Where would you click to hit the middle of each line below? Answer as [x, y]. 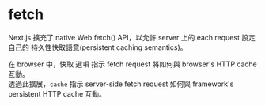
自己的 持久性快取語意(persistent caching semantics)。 [98, 47]
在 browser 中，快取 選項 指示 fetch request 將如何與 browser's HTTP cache [132, 64]
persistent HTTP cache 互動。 [57, 93]
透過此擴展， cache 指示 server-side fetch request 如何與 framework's [121, 84]
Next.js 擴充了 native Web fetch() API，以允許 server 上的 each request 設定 [132, 37]
